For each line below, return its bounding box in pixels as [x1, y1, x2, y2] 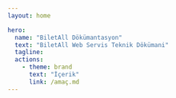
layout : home [7, 11, 51, 20]
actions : [14, 56, 44, 64]
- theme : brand [22, 63, 73, 72]
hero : [7, 25, 26, 34]
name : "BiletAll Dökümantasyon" [14, 33, 123, 41]
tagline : [14, 49, 44, 57]
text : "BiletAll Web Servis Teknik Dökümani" [14, 41, 170, 49]
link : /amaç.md [28, 77, 80, 86]
